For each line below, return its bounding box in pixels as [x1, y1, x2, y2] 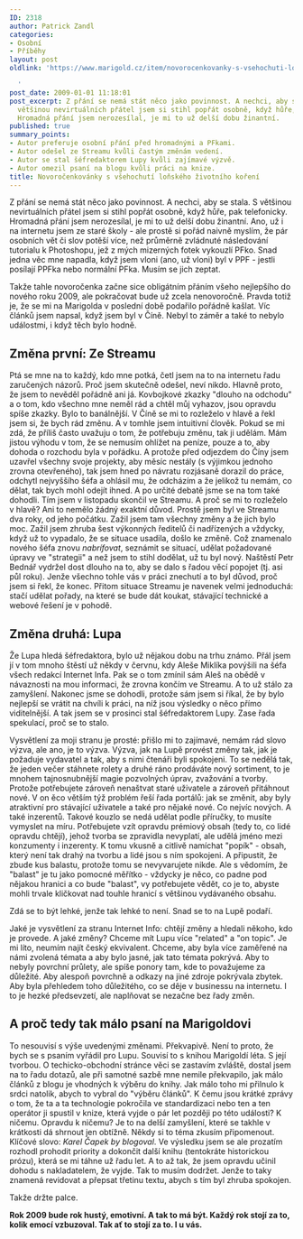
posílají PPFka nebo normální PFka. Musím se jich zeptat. [9, 264, 221, 275]
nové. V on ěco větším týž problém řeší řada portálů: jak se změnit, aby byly [9, 792, 291, 803]
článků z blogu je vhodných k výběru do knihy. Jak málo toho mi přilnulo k [9, 1078, 285, 1089]
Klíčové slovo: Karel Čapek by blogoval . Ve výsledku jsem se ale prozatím [9, 1136, 283, 1147]
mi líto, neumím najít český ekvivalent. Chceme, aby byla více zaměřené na [9, 942, 288, 953]
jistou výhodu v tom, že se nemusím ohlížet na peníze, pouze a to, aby [9, 437, 271, 448]
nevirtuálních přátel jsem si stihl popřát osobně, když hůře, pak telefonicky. [9, 207, 289, 217]
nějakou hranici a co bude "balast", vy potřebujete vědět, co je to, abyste [9, 879, 280, 889]
